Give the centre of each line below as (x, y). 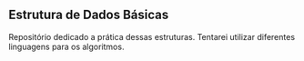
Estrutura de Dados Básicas (89, 15)
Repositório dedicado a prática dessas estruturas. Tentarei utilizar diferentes (152, 36)
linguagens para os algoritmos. (66, 46)
